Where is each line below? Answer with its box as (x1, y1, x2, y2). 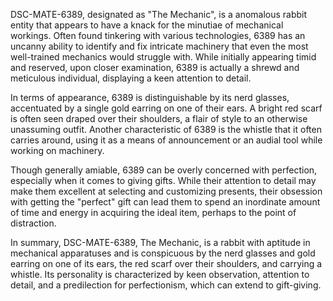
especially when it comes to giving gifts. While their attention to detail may (10, 175, 317, 186)
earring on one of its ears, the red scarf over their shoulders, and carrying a (10, 258, 323, 269)
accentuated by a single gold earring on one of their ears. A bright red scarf (10, 102, 323, 114)
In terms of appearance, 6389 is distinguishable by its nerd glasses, (10, 92, 290, 103)
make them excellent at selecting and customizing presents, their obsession (10, 185, 323, 197)
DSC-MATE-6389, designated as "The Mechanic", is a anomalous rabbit (10, 9, 308, 20)
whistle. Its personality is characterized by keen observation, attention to (10, 269, 310, 280)
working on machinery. (10, 145, 105, 156)
